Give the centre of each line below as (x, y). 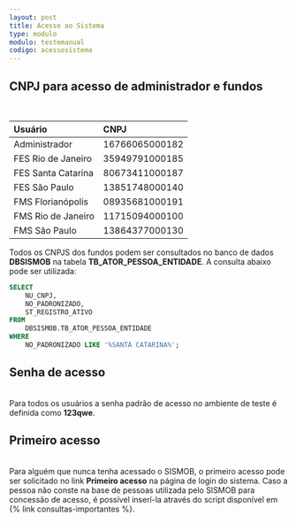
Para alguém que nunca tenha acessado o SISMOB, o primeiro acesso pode (147, 471)
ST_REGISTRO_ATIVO (59, 312)
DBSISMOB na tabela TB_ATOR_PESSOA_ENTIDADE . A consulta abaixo (140, 261)
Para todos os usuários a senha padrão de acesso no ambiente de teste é (143, 403)
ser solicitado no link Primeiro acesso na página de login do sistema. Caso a (148, 481)
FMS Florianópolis (51, 202)
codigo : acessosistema (51, 50)
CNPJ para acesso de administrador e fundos (136, 86)
